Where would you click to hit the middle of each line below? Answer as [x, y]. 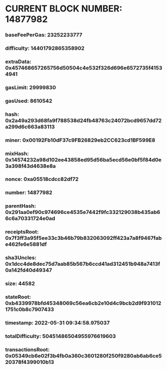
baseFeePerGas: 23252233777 [44, 35]
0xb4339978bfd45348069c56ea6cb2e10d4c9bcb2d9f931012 [83, 303]
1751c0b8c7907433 [30, 310]
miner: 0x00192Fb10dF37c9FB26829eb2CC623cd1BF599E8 [80, 140]
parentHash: [21, 206]
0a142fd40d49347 [29, 270]
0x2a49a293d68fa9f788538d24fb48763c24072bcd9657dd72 [83, 120]
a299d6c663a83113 [30, 127]
